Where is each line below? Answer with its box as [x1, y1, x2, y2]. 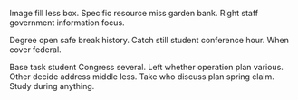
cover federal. [9, 44, 62, 55]
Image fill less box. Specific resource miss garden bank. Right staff [9, 8, 259, 18]
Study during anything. [9, 81, 95, 91]
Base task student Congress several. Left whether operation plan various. [9, 62, 284, 72]
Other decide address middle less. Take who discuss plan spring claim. [9, 71, 274, 82]
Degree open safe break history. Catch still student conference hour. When [9, 35, 290, 45]
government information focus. [9, 17, 125, 28]
